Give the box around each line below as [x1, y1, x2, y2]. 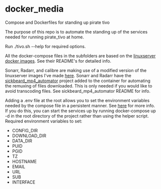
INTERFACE [12, 179, 35, 185]
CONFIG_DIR [12, 127, 38, 133]
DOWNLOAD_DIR [12, 133, 47, 138]
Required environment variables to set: [5, 118, 82, 124]
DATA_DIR [12, 137, 32, 144]
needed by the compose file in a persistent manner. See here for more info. [5, 103, 155, 108]
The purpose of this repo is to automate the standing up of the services [5, 29, 148, 34]
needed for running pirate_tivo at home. [5, 34, 84, 40]
